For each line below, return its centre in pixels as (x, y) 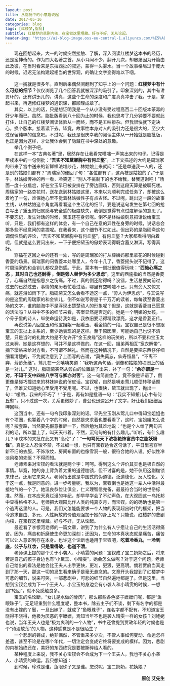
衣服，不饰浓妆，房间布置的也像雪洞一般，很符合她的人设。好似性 (91, 451)
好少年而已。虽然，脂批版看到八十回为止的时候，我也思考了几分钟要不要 (80, 116)
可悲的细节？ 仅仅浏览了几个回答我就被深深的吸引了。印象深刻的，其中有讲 (87, 90)
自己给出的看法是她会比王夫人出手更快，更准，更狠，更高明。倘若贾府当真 (83, 565)
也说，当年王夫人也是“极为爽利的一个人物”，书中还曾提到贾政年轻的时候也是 (85, 622)
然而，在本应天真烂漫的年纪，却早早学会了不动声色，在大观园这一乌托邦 (89, 496)
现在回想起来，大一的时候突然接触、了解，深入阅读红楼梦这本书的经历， (90, 53)
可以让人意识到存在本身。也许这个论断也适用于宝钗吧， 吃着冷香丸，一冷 (80, 540)
